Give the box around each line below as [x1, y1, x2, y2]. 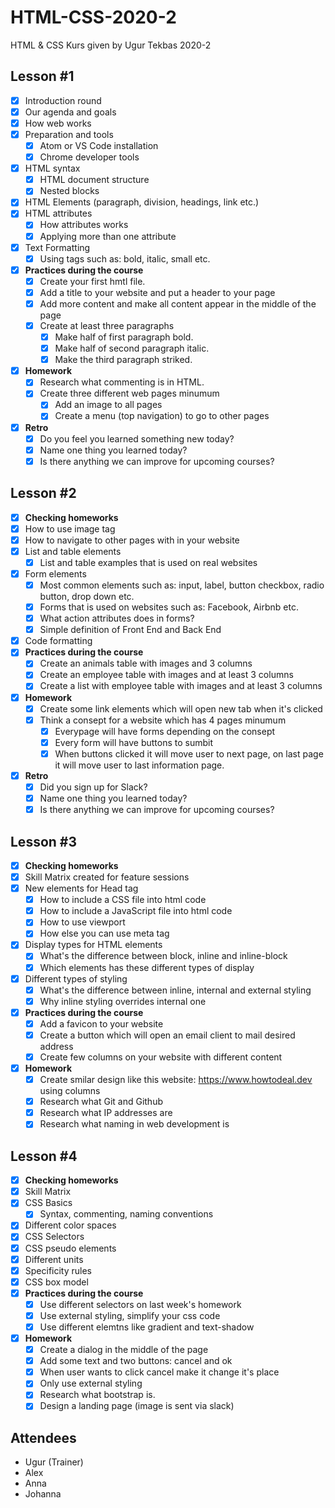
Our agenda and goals [24, 106, 117, 118]
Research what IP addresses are [39, 1107, 173, 1119]
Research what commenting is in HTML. [39, 376, 205, 388]
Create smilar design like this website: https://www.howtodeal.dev [39, 1074, 313, 1086]
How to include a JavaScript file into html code [39, 905, 233, 917]
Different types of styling [24, 972, 128, 985]
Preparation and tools [24, 128, 114, 140]
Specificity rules [24, 1264, 92, 1276]
